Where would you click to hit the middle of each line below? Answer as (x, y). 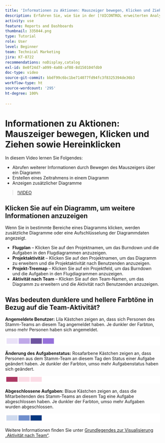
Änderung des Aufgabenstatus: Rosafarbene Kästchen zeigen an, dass (78, 353)
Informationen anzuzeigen (46, 216)
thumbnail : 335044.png (28, 31)
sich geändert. (20, 369)
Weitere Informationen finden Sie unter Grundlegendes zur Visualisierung (79, 430)
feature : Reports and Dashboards (39, 26)
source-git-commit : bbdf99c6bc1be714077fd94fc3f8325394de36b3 (70, 78)
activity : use (20, 21)
